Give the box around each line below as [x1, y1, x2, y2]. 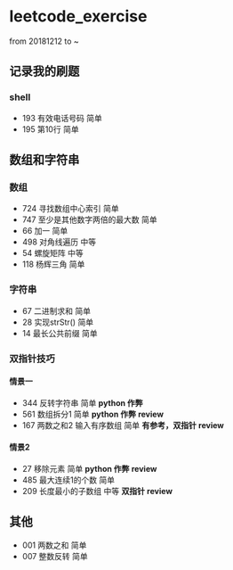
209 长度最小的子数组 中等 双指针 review [21, 485, 173, 496]
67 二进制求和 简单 [21, 305, 92, 316]
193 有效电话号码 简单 [21, 112, 102, 123]
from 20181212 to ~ [9, 36, 79, 46]
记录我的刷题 [9, 64, 80, 79]
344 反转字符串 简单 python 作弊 [21, 397, 144, 408]
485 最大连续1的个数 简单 [21, 475, 116, 485]
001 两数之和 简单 [21, 540, 87, 550]
